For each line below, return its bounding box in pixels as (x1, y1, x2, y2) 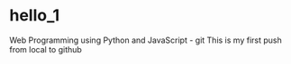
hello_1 (9, 5, 60, 26)
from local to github (9, 44, 83, 54)
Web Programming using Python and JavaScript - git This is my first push (9, 35, 282, 45)
